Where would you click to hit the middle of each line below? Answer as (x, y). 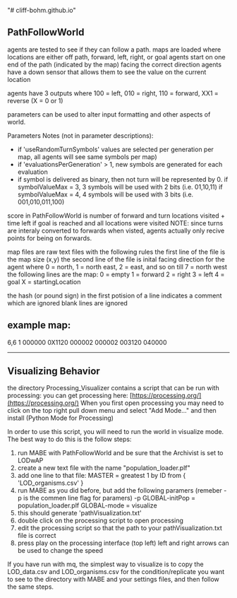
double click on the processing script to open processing (100, 521)
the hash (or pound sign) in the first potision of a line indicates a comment (115, 295)
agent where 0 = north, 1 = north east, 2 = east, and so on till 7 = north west (117, 266)
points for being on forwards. (50, 238)
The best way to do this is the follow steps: (69, 439)
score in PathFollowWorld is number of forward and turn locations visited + (116, 216)
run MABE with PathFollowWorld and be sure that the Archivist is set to (120, 453)
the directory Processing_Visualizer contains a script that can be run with (114, 388)
